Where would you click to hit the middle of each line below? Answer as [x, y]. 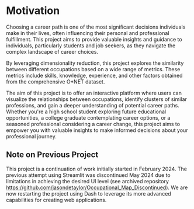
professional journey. [31, 136]
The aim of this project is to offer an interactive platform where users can [94, 93]
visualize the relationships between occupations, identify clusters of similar [96, 99]
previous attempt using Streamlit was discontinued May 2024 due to [88, 175]
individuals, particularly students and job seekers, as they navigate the [91, 46]
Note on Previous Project [52, 155]
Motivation [33, 11]
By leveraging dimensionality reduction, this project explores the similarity [95, 63]
